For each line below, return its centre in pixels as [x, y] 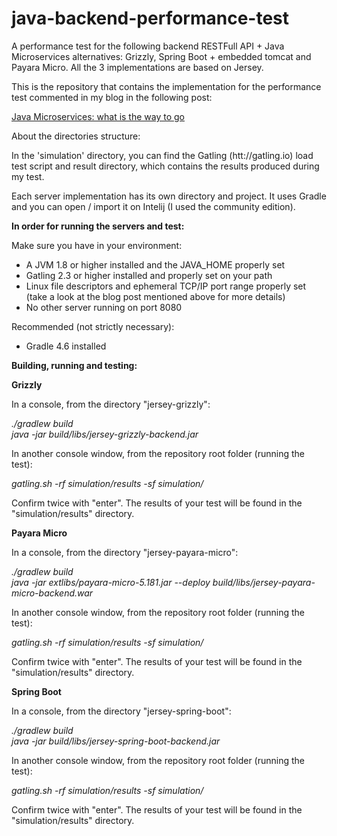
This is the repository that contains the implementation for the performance [166, 86]
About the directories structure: [76, 136]
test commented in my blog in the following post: [112, 97]
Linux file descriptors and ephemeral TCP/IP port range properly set [166, 286]
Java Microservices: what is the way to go [98, 116]
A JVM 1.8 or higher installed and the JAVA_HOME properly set [155, 264]
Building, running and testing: [74, 365]
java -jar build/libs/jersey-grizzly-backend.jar [105, 434]
